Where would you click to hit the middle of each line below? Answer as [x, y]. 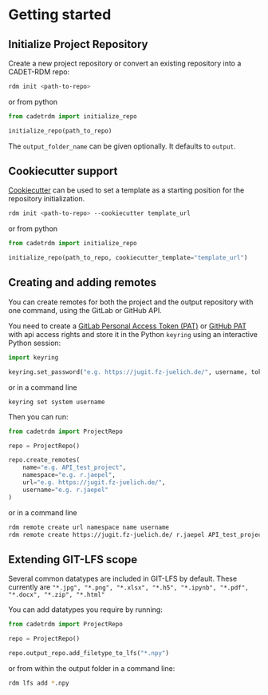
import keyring [33, 357]
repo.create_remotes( [44, 460]
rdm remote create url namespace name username [89, 527]
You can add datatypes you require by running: [86, 610]
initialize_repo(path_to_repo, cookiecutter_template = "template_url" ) [128, 258]
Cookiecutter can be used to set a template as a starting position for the [126, 190]
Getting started [60, 15]
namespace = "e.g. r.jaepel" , [69, 475]
